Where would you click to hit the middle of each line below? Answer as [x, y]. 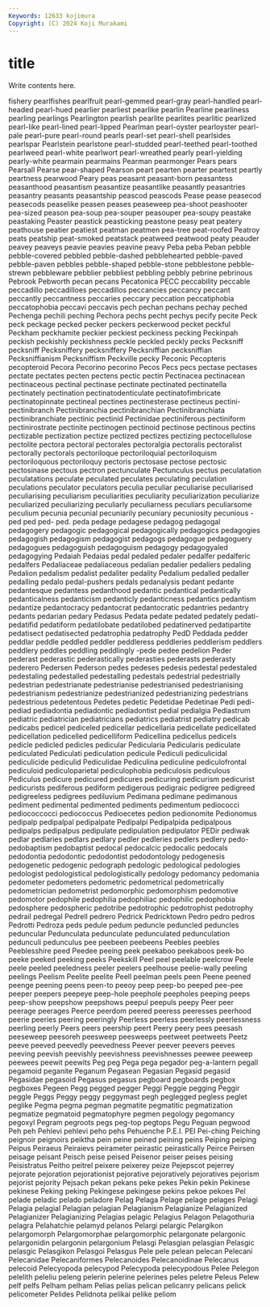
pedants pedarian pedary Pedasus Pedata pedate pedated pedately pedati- [134, 616]
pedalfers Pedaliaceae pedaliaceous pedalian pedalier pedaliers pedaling [130, 565]
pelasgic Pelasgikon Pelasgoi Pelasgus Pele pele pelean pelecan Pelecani [131, 1251]
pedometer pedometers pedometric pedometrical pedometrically [116, 882]
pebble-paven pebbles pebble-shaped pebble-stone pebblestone [118, 264]
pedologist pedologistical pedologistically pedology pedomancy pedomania [134, 874]
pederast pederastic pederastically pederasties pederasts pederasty [122, 659]
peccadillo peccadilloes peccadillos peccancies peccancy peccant [120, 290]
